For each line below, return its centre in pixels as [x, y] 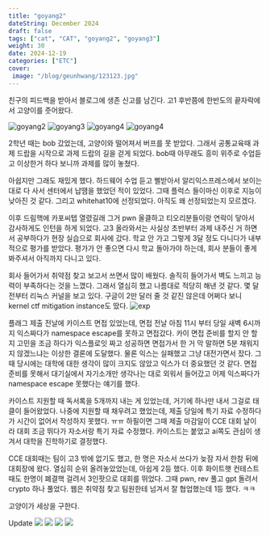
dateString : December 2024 [54, 23]
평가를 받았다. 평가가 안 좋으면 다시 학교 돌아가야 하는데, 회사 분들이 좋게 [143, 248]
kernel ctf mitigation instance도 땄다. [69, 306]
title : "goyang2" [37, 16]
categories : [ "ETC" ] [43, 61]
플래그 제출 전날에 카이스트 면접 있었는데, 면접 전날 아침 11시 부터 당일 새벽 [125, 323]
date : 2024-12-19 [37, 53]
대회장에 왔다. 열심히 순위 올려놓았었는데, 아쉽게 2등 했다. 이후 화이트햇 [120, 468]
